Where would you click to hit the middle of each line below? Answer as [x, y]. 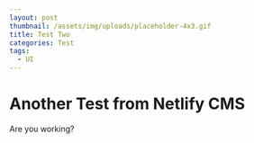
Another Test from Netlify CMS [127, 104]
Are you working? [42, 129]
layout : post [34, 18]
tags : [19, 51]
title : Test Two [40, 34]
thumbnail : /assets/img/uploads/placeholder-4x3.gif [110, 26]
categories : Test [42, 43]
